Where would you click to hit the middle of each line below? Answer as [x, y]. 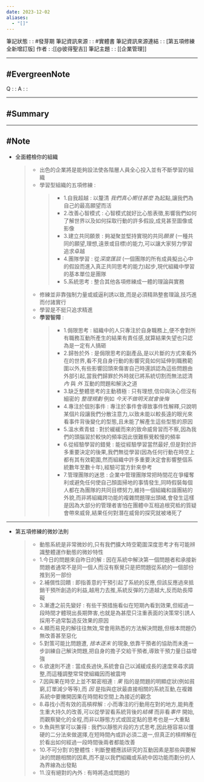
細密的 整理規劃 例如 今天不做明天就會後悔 [116, 399]
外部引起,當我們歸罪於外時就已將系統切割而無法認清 [128, 375]
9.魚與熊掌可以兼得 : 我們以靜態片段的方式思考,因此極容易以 [114, 727]
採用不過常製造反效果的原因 [74, 620]
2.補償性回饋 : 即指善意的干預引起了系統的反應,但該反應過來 [114, 582]
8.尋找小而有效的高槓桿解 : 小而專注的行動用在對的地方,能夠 [114, 704]
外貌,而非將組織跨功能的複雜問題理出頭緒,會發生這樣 [129, 497]
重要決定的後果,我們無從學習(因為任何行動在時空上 [132, 452]
